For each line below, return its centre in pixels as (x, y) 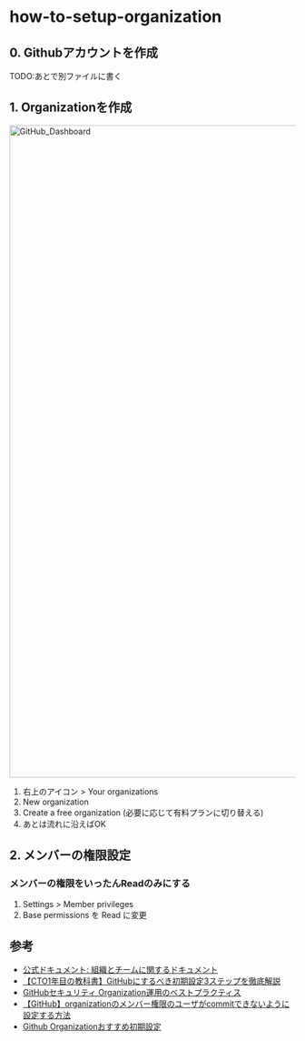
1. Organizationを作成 (71, 108)
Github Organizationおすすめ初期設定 (92, 1026)
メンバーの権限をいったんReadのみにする (100, 884)
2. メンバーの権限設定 (70, 856)
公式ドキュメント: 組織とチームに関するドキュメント (120, 970)
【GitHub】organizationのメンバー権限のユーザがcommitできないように (156, 1004)
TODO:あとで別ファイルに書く (66, 76)
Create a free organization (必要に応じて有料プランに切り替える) (143, 813)
